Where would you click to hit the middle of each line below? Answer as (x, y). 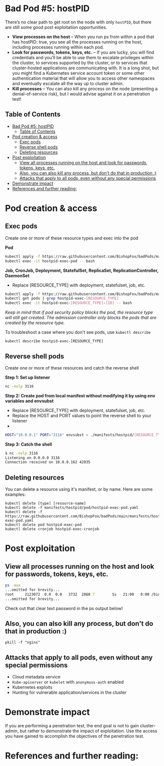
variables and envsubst (29, 401)
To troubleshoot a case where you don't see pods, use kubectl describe (78, 332)
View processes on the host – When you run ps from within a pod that (83, 37)
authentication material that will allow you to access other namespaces (83, 78)
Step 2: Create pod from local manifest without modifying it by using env (80, 395)
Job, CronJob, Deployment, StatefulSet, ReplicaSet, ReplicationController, (82, 270)
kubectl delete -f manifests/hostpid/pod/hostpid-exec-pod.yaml (72, 508)
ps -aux (13, 585)
